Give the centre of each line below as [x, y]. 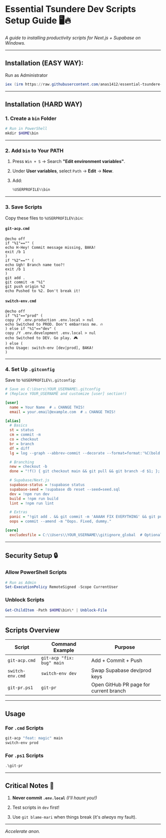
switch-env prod [22, 743]
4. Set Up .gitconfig [30, 369]
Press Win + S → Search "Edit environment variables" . [69, 162]
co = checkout [24, 440]
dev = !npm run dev [30, 494]
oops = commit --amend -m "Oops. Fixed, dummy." [61, 521]
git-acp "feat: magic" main [34, 738]
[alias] [13, 421]
